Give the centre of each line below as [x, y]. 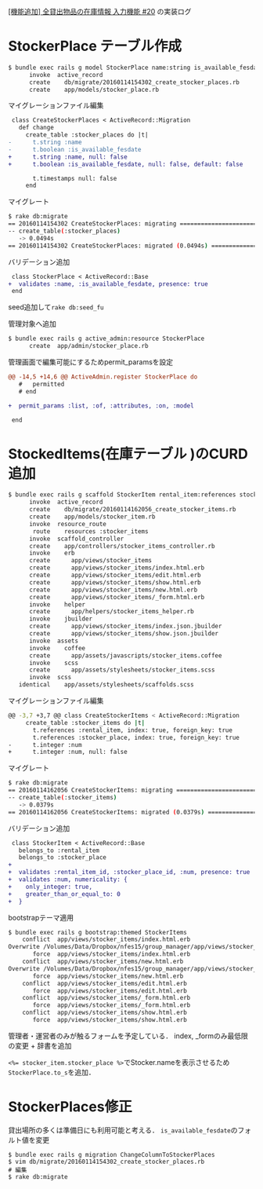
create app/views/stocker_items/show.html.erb [115, 582]
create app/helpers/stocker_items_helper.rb [111, 612]
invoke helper [57, 604]
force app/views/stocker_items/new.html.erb [108, 976]
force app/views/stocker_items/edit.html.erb [110, 991]
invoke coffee [57, 648]
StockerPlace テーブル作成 [95, 46]
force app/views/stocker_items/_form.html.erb [112, 1005]
